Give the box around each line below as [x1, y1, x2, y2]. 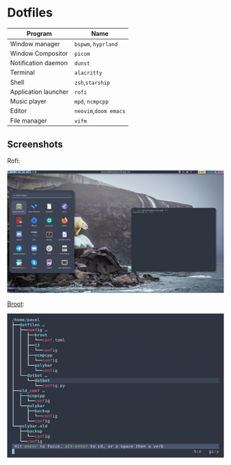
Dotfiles [7, 5, 53, 21]
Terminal [10, 68, 35, 77]
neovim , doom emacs [74, 107, 126, 115]
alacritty [74, 70, 102, 77]
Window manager [10, 39, 60, 48]
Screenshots [7, 138, 63, 150]
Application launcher [10, 88, 69, 96]
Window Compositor [10, 49, 69, 57]
